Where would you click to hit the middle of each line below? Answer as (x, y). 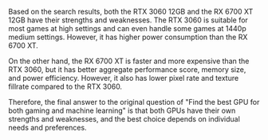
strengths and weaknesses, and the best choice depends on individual (124, 119)
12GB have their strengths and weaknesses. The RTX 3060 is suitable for (128, 20)
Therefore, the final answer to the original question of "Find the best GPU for (134, 102)
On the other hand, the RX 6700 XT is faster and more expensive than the (129, 61)
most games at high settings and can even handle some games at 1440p (127, 28)
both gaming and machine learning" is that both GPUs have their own (122, 110)
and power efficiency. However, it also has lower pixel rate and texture (124, 78)
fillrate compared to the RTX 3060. (65, 86)
